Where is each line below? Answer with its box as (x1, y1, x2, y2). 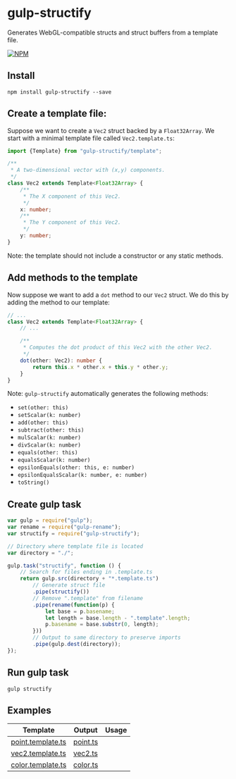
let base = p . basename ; (44, 608, 115, 615)
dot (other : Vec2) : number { (20, 357, 102, 364)
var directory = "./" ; (7, 549, 74, 556)
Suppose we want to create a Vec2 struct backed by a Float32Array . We (7, 126, 215, 135)
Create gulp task (7, 498, 82, 510)
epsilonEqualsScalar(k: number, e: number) (17, 472, 148, 479)
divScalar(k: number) (17, 442, 81, 449)
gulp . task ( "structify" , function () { (7, 562, 121, 569)
